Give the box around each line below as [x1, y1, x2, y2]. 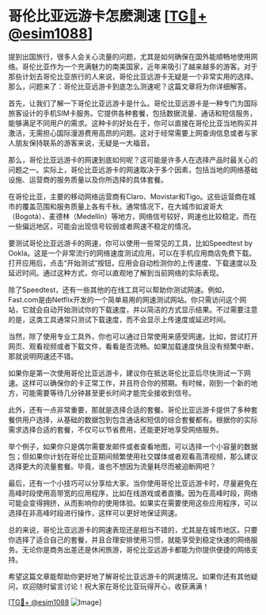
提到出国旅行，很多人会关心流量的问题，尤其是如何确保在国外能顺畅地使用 [8, 52, 251, 61]
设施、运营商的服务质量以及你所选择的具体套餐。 [8, 175, 168, 184]
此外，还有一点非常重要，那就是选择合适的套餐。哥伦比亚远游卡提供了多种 [8, 405, 251, 414]
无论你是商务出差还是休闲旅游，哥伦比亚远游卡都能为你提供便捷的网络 [21, 544, 251, 554]
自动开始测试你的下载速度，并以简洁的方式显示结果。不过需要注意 [42, 305, 258, 314]
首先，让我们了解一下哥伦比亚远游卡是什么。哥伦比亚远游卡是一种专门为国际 [8, 98, 258, 108]
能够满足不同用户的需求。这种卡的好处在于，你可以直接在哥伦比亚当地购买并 [8, 118, 258, 128]
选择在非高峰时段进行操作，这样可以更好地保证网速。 [8, 508, 182, 517]
